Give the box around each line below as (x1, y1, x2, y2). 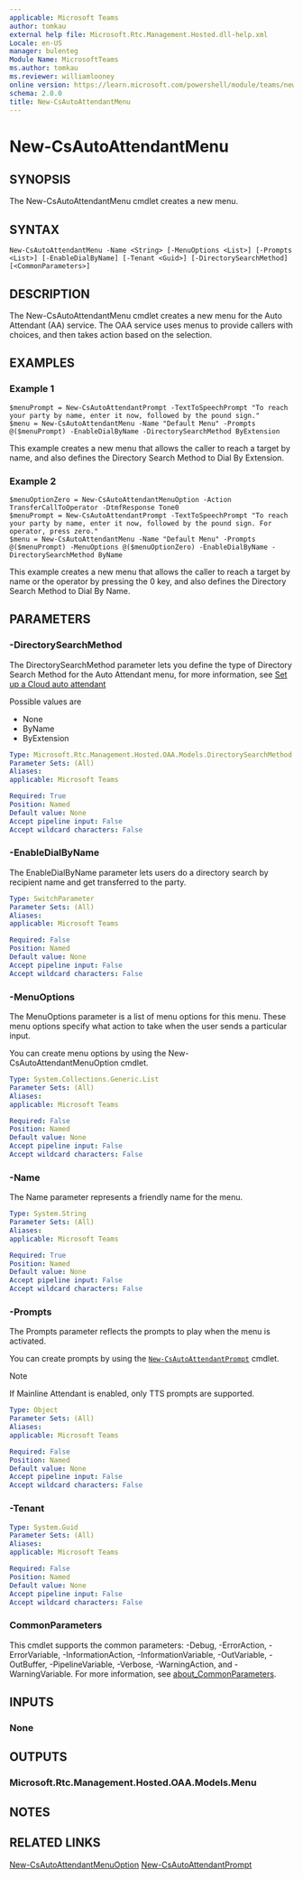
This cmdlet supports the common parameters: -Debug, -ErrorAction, (9, 1640, 268, 1651)
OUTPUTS (9, 1749, 68, 1765)
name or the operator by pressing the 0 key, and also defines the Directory (9, 575, 287, 587)
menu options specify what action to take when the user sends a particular (9, 1021, 288, 1032)
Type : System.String (9, 1209, 87, 1219)
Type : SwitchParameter (9, 894, 95, 903)
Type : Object (9, 1406, 59, 1415)
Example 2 (9, 475, 57, 488)
